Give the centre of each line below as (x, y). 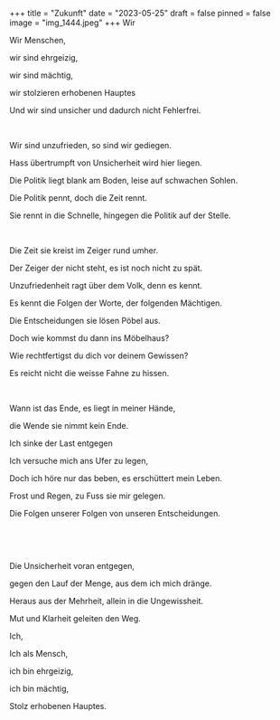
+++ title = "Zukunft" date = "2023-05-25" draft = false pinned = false (140, 13)
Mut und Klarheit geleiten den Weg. (75, 618)
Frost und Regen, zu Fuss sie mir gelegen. (88, 496)
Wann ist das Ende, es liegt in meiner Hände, (93, 408)
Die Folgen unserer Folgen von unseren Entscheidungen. (115, 513)
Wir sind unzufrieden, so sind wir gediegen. (90, 145)
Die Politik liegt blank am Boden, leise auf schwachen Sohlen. (124, 180)
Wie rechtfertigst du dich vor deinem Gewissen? (99, 355)
